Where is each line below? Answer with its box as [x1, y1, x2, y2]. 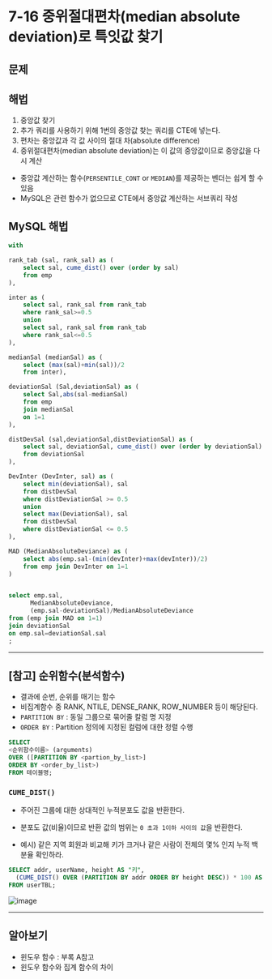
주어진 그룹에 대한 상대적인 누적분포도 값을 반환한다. [19, 806, 185, 815]
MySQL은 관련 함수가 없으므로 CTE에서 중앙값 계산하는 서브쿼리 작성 [19, 194, 239, 203]
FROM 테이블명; [8, 768, 53, 776]
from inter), [23, 368, 67, 377]
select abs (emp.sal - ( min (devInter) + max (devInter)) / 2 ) [23, 554, 208, 563]
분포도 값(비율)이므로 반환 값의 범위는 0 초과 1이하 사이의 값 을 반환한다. [19, 823, 243, 832]
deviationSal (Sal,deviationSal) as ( [8, 383, 139, 391]
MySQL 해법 [8, 220, 69, 233]
